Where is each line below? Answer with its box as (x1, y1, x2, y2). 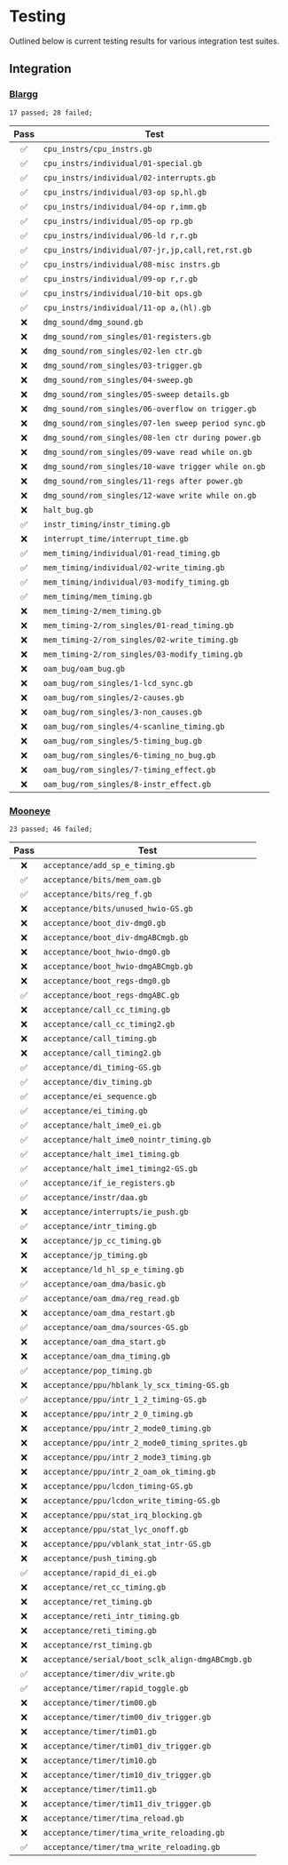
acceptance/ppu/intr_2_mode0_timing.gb (43, 1423, 212, 1433)
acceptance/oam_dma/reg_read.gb (43, 1293, 180, 1303)
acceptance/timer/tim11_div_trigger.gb (43, 1798, 212, 1809)
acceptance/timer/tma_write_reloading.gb (43, 1842, 221, 1852)
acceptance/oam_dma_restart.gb (43, 1308, 175, 1318)
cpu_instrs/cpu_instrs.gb (43, 144, 152, 154)
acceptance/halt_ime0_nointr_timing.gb (43, 1135, 212, 1144)
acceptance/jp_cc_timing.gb (43, 1235, 162, 1246)
